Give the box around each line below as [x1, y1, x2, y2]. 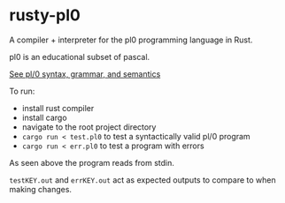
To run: [9, 86, 35, 96]
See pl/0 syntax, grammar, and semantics [9, 68, 161, 79]
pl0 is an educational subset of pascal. [9, 51, 150, 62]
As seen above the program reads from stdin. [9, 157, 175, 168]
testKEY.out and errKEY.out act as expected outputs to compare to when [9, 174, 276, 185]
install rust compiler [21, 102, 95, 113]
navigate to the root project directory [21, 121, 157, 132]
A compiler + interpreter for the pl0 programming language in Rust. [9, 34, 253, 45]
